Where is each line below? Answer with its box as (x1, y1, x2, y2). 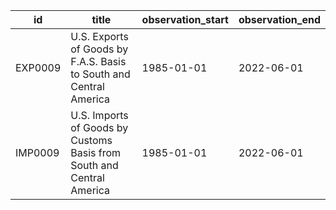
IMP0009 (15, 146, 60, 159)
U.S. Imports (70, 109, 129, 122)
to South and (70, 67, 131, 81)
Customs (70, 134, 113, 147)
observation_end (238, 13, 321, 26)
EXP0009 (15, 61, 62, 74)
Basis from (70, 146, 122, 159)
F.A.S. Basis (70, 55, 127, 68)
